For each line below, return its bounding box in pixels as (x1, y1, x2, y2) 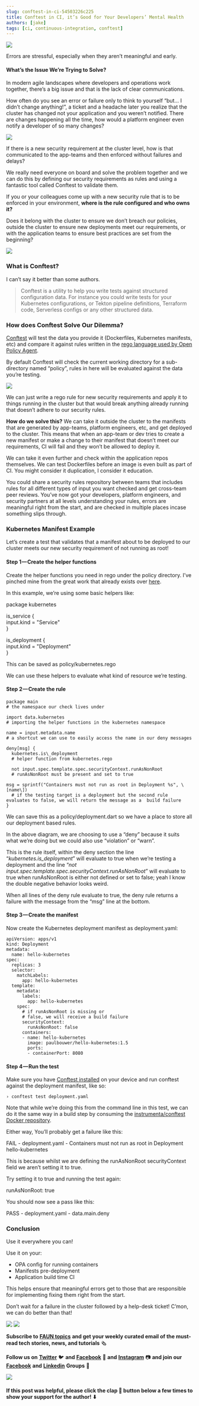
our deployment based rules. (6, 819, 76, 826)
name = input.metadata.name (6, 730, 76, 736)
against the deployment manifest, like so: (6, 1082, 107, 1089)
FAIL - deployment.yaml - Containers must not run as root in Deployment (6, 1140, 184, 1147)
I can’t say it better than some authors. (6, 275, 101, 282)
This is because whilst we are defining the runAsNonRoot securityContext (6, 1157, 187, 1165)
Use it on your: (6, 1249, 42, 1257)
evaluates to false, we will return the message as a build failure (6, 797, 182, 803)
